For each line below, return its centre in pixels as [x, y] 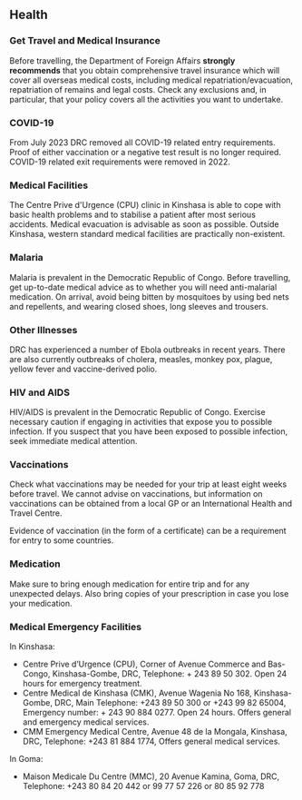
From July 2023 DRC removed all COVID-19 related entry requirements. [143, 142]
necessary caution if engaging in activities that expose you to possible [141, 422]
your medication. [41, 603]
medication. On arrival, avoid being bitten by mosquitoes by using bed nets [150, 296]
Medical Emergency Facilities [76, 627]
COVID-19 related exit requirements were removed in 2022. [120, 162]
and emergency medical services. [86, 722]
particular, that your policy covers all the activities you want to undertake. [146, 99]
